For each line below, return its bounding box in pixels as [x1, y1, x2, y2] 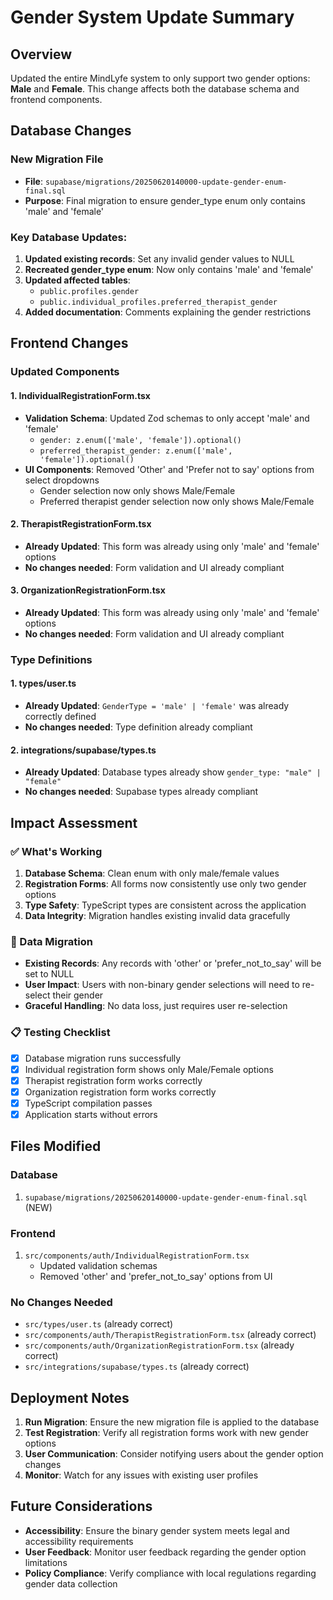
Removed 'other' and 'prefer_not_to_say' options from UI [39, 1270, 273, 1282]
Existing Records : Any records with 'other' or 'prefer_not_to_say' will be [24, 957, 322, 970]
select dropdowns [24, 474, 100, 486]
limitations [24, 1556, 68, 1568]
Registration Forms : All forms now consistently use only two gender [24, 877, 307, 890]
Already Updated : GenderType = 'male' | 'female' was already [24, 700, 290, 712]
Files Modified [10, 1138, 102, 1155]
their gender [52, 989, 104, 1001]
